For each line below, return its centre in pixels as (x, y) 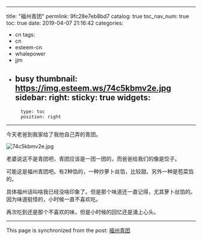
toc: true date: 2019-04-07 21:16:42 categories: (65, 23)
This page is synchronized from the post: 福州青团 (68, 230)
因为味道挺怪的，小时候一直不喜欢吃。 (54, 199)
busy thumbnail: (46, 79)
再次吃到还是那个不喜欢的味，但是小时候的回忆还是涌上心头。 (83, 212)
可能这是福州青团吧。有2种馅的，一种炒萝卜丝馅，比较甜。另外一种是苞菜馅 (100, 171)
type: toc (33, 112)
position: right (41, 117)
